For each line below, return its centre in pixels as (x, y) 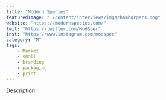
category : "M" (24, 40)
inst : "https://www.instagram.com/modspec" (62, 34)
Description (21, 90)
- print (27, 73)
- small (27, 57)
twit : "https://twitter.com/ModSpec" (54, 29)
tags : (13, 46)
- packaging (32, 68)
